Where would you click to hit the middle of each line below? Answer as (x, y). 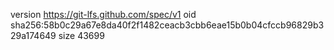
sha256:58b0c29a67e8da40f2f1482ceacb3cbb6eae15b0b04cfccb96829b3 (167, 25)
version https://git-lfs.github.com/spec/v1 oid (103, 14)
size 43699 (81, 35)
